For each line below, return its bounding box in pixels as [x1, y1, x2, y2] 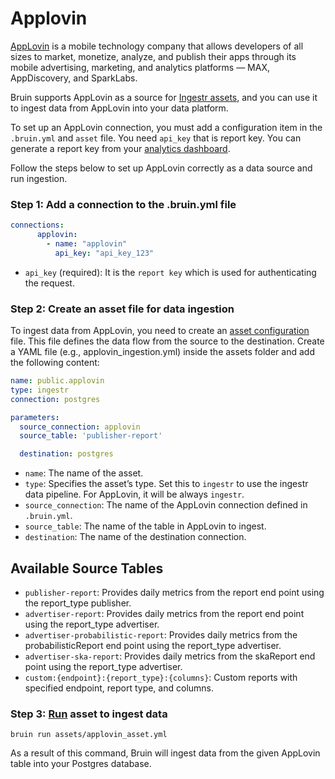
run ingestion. [10, 172, 68, 184]
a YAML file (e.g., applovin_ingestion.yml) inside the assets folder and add [10, 346, 315, 358]
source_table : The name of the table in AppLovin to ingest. [24, 520, 267, 532]
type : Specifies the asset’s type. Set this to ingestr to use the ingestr [24, 478, 309, 490]
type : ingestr [10, 385, 70, 395]
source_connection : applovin [19, 422, 141, 432]
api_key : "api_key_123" [54, 248, 155, 258]
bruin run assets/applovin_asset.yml [10, 730, 168, 740]
